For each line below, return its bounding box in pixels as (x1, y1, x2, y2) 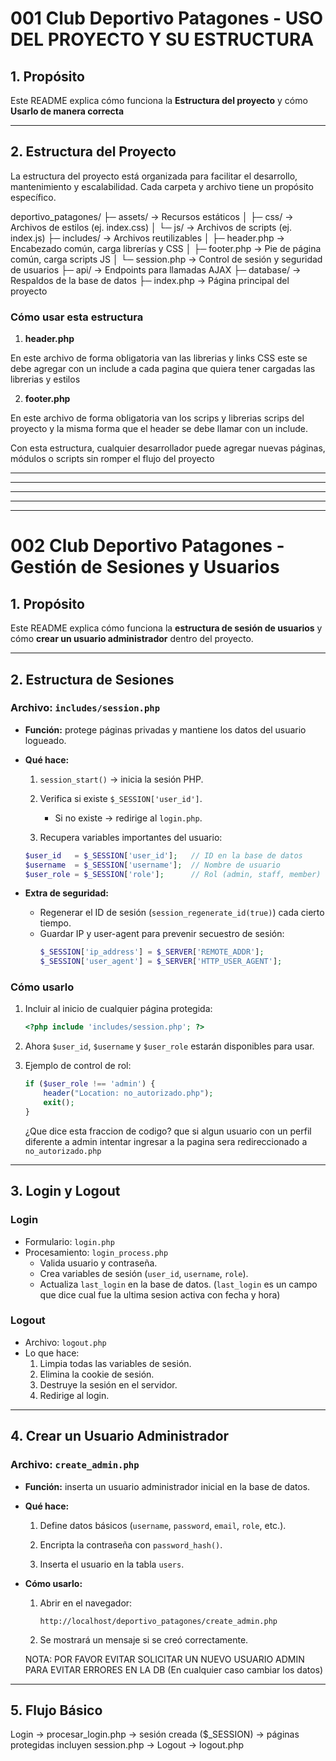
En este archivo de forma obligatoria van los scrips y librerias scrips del (10, 412, 305, 424)
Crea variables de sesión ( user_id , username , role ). (39, 1267, 249, 1279)
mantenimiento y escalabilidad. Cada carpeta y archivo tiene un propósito (10, 180, 314, 192)
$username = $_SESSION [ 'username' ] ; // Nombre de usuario (24, 860, 281, 870)
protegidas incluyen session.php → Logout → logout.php (10, 1739, 245, 1751)
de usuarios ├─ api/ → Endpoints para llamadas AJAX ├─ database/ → (10, 263, 302, 276)
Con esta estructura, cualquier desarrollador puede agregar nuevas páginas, (10, 442, 326, 454)
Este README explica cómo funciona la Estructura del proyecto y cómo (10, 95, 308, 106)
